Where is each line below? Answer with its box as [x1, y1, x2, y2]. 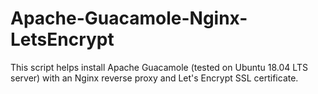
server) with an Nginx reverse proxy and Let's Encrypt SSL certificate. [10, 72, 299, 84]
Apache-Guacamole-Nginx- [10, 7, 248, 30]
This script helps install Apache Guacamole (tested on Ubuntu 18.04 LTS [10, 61, 308, 73]
